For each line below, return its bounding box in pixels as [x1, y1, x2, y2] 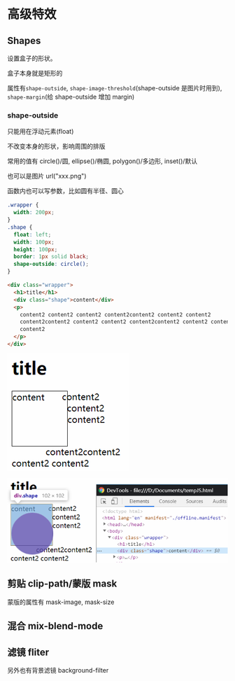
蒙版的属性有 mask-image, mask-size [7, 598, 115, 606]
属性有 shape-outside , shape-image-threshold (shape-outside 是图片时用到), [7, 84, 222, 92]
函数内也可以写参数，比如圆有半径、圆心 [7, 187, 124, 195]
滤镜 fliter [7, 646, 50, 658]
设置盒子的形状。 [7, 54, 57, 62]
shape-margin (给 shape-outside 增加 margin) [7, 92, 135, 101]
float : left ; [13, 231, 52, 238]
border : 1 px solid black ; [13, 253, 90, 260]
